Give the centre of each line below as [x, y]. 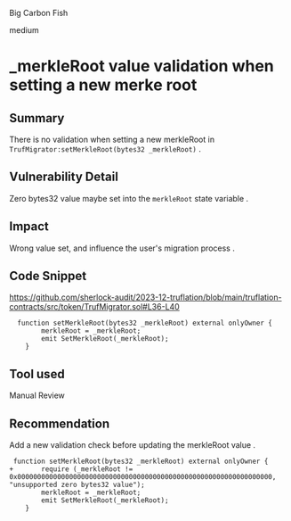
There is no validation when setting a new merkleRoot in [112, 139]
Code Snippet [48, 276]
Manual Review [37, 395]
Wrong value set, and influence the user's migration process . [122, 248]
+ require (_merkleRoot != [71, 469]
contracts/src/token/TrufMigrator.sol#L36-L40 [94, 307]
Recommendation [59, 423]
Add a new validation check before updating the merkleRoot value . [133, 445]
